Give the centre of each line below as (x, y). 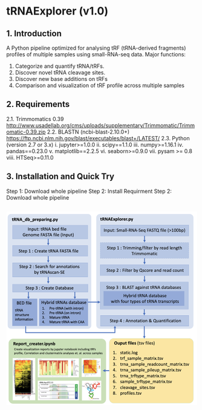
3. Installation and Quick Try (60, 177)
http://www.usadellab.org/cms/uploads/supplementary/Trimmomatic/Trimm (101, 125)
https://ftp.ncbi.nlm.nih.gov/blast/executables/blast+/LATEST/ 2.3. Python (98, 138)
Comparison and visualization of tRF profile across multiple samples (100, 85)
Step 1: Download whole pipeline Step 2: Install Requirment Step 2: (89, 191)
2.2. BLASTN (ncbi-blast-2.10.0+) (88, 132)
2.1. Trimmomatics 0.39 (35, 119)
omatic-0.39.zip (26, 132)
